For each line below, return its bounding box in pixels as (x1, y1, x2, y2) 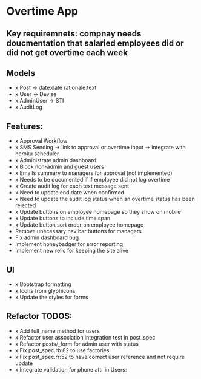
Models (6, 68, 35, 78)
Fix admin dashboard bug (15, 234, 79, 241)
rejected (15, 202, 36, 209)
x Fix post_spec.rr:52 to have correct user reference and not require (15, 353, 185, 360)
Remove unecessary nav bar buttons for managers (15, 228, 142, 235)
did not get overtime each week (6, 47, 128, 58)
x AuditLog (15, 103, 42, 111)
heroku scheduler (15, 150, 59, 157)
